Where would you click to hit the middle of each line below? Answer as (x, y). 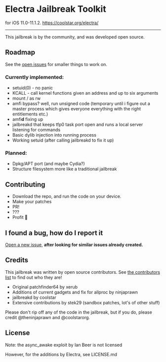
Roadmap (20, 53)
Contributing (25, 184)
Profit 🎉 (20, 217)
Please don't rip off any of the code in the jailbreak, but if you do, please (79, 312)
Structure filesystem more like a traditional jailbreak (64, 169)
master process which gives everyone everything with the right (76, 109)
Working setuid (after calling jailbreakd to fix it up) (63, 140)
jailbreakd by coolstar (34, 297)
